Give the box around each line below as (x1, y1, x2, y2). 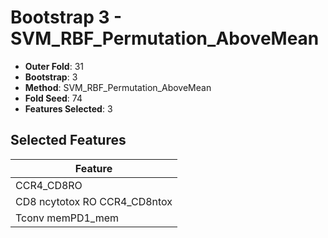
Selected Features (10, 132, 127, 149)
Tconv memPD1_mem (15, 211, 120, 225)
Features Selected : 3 (24, 102, 113, 115)
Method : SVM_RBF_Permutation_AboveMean (24, 81, 212, 93)
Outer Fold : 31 (24, 60, 84, 72)
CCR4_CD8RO (15, 178, 83, 192)
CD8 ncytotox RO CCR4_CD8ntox (15, 194, 173, 208)
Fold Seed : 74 (24, 92, 83, 104)
